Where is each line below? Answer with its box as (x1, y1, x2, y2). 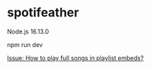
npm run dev (7, 40, 43, 49)
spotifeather (7, 5, 79, 20)
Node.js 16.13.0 (7, 27, 49, 36)
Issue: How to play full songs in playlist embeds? (7, 53, 144, 62)
